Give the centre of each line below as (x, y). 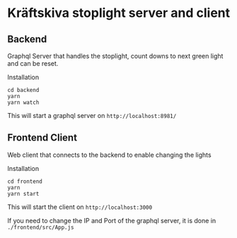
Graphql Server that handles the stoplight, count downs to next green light (115, 56)
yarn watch (23, 102)
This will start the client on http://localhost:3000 (80, 207)
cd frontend (25, 182)
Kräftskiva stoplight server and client (119, 13)
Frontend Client (42, 138)
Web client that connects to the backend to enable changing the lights (109, 155)
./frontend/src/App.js (41, 227)
